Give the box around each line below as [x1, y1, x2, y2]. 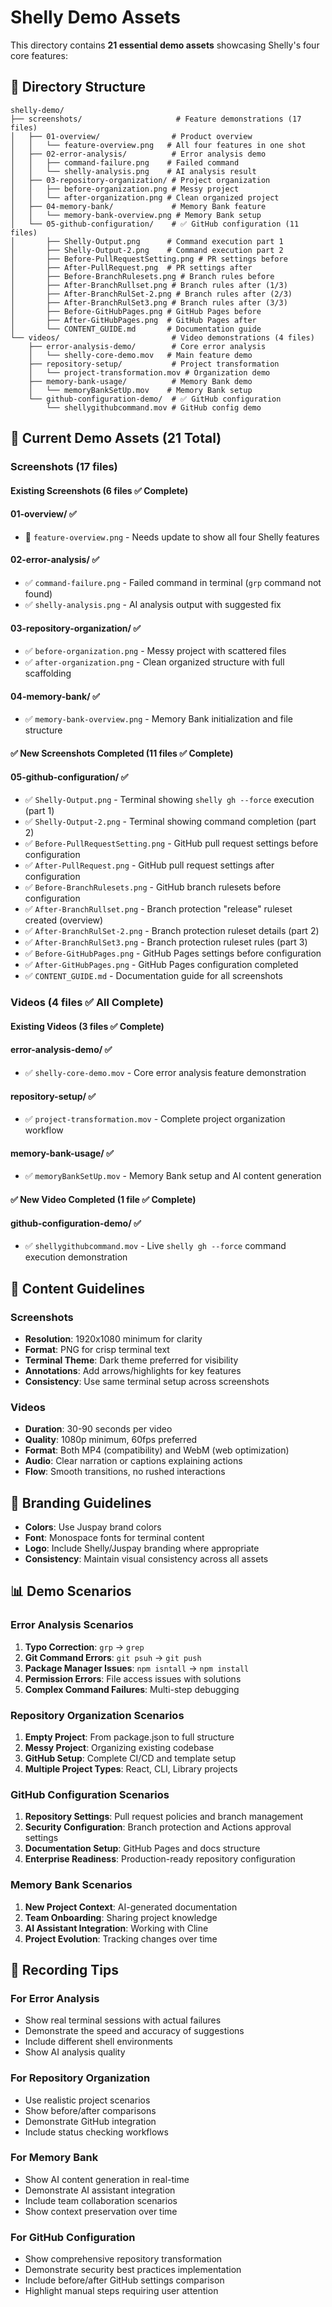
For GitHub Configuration [10, 2230, 136, 2244]
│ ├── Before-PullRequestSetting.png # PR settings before [10, 254, 288, 264]
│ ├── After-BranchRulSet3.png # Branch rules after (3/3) [10, 297, 288, 308]
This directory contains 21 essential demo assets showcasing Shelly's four [10, 39, 320, 51]
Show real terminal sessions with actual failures [24, 2014, 222, 2026]
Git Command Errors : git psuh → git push [24, 1651, 202, 1663]
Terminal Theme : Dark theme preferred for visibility [24, 1354, 239, 1366]
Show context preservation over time [24, 2205, 178, 2217]
